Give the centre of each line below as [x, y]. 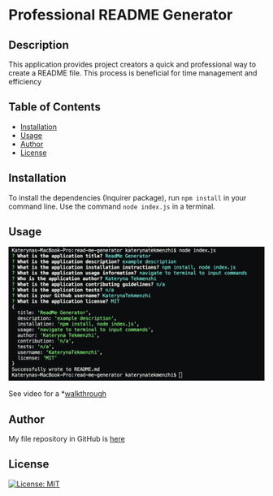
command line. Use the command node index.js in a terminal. [112, 206]
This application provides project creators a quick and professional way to [132, 64]
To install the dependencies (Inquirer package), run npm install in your [128, 197]
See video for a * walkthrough [58, 394]
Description [39, 45]
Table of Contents [55, 107]
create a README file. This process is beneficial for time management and [133, 73]
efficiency [25, 82]
